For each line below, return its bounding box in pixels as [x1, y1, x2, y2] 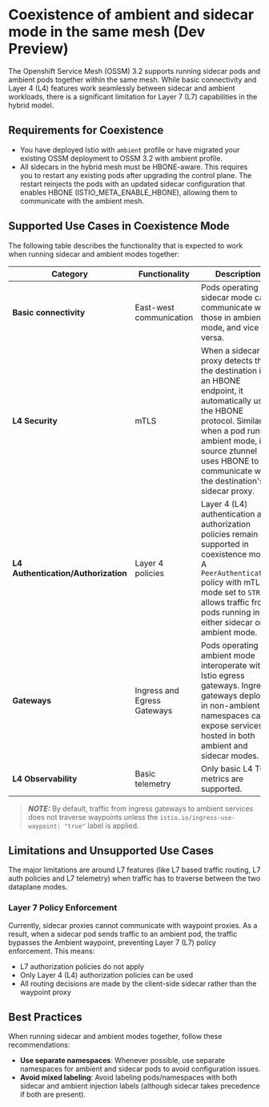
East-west [134, 302, 175, 313]
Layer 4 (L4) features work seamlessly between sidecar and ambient [8, 83, 235, 93]
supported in [201, 538, 250, 549]
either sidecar [201, 616, 254, 627]
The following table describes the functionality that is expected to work [8, 241, 243, 250]
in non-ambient [201, 699, 260, 711]
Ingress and [134, 684, 180, 695]
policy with [201, 576, 242, 587]
